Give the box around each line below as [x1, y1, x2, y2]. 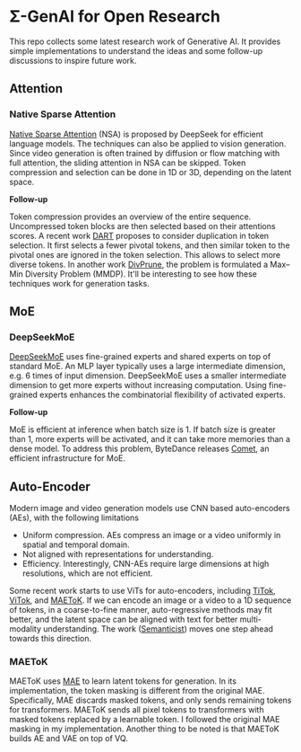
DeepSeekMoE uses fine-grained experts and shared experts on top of [9, 351, 271, 362]
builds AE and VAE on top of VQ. [9, 733, 128, 744]
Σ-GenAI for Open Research [9, 6, 221, 27]
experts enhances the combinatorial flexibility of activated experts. [39, 389, 286, 401]
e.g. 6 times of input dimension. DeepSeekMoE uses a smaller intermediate [9, 370, 287, 381]
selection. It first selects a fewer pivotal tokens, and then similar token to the [9, 240, 290, 251]
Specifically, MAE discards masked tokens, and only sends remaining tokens [9, 694, 292, 706]
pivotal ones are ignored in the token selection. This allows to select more [9, 249, 280, 260]
